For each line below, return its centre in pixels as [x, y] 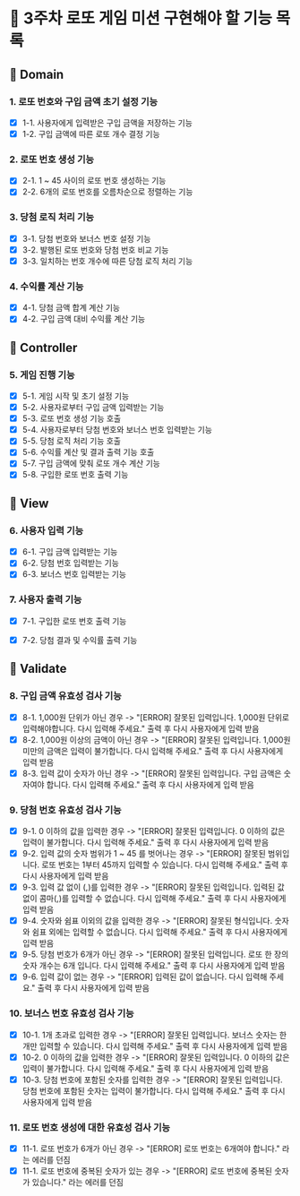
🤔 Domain [37, 74]
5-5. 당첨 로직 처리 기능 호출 [71, 441]
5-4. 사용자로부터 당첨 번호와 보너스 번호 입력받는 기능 [117, 430]
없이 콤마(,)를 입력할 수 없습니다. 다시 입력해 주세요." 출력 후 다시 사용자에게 [154, 899]
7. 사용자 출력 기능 [46, 599]
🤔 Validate [38, 669]
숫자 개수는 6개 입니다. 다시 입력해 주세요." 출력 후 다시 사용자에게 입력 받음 [154, 966]
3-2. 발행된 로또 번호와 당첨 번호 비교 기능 [95, 250]
